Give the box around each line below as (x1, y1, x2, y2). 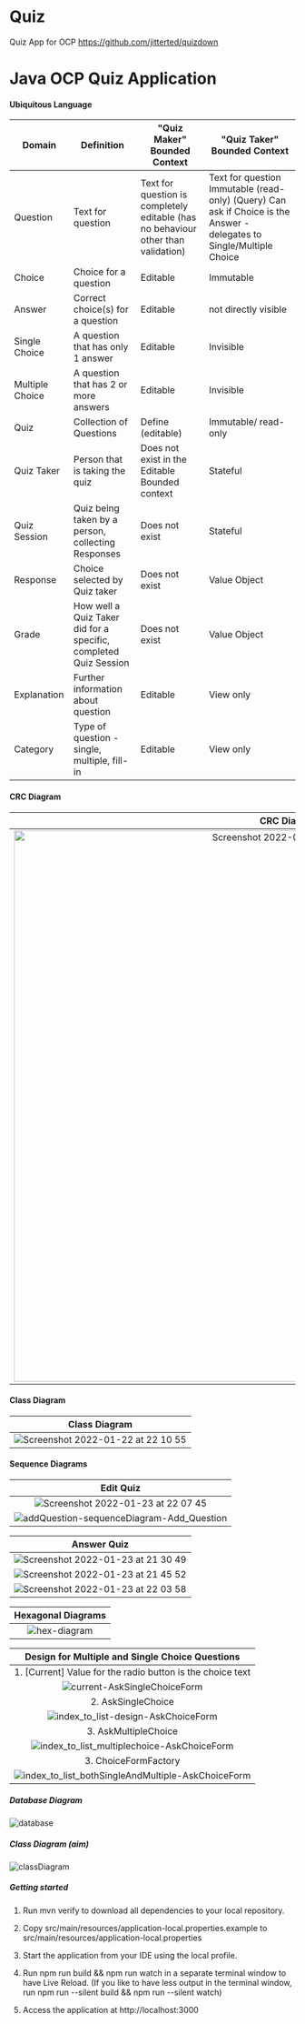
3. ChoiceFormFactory (84, 1754, 181, 1767)
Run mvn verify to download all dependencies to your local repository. (22, 1905, 285, 1916)
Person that (73, 453, 123, 466)
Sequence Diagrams (9, 1458, 88, 1469)
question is (140, 188, 188, 201)
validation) (140, 245, 186, 258)
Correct (73, 292, 106, 305)
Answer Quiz (71, 1538, 130, 1550)
